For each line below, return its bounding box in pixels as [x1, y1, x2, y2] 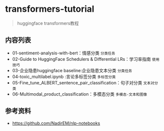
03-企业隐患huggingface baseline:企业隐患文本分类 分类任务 [12, 67, 133, 73]
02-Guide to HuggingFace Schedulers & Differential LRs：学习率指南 [12, 56, 151, 62]
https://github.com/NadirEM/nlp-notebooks [12, 120, 101, 126]
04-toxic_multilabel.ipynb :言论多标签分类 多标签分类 [12, 74, 116, 79]
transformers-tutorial [5, 3, 95, 15]
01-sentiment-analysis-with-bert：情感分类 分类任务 [12, 50, 115, 56]
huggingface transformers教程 [17, 20, 79, 26]
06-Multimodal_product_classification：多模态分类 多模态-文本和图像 [12, 91, 147, 97]
